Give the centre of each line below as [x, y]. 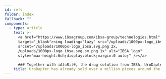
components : [17, 23]
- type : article [26, 28]
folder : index [19, 14]
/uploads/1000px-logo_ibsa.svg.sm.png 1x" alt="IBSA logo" [80, 51]
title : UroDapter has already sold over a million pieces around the [87, 69]
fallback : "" [18, 19]
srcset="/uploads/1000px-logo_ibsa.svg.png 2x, [68, 46]
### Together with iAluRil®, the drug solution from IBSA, [80, 65]
